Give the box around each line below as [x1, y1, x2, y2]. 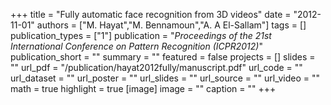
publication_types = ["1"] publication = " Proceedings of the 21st [10, 30, 272, 41]
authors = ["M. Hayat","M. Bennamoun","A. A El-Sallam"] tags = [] [36, 19, 307, 31]
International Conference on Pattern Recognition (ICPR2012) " [10, 40, 263, 52]
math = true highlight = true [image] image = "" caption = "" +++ [10, 83, 277, 94]
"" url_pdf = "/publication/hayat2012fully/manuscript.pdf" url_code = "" [10, 62, 303, 73]
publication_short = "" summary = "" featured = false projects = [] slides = [10, 51, 316, 63]
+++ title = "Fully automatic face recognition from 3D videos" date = [10, 9, 292, 20]
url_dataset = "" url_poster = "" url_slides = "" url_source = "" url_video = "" [10, 72, 320, 84]
